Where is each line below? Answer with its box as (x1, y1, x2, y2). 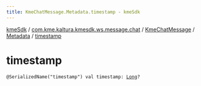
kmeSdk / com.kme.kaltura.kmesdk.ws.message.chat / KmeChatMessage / (6, 26, 195, 33)
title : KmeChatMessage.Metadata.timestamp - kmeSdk (6, 9, 140, 15)
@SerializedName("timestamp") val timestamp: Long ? (6, 74, 140, 80)
